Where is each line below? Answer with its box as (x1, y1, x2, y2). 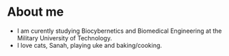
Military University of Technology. (16, 33, 113, 42)
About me (7, 4, 64, 20)
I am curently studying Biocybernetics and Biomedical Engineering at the (16, 27, 222, 35)
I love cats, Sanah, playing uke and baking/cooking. (16, 41, 163, 49)
